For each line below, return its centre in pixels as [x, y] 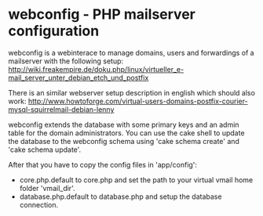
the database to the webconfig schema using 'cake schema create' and [124, 141]
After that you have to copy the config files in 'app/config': [103, 164]
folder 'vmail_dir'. [47, 188]
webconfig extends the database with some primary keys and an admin [124, 124]
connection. [39, 204]
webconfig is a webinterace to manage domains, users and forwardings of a [131, 52]
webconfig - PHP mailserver [102, 14]
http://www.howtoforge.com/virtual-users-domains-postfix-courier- [138, 101]
